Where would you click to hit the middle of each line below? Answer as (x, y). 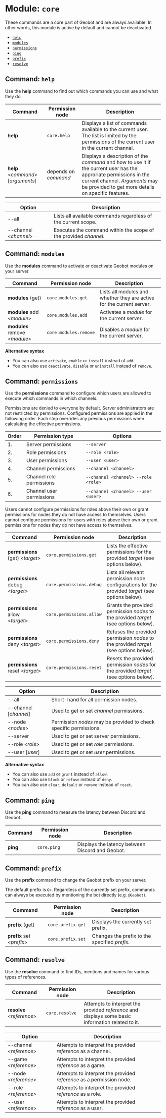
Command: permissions (41, 381)
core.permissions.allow (74, 615)
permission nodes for (131, 665)
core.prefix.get (67, 925)
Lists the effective (127, 546)
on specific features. (105, 193)
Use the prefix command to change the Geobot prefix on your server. (76, 880)
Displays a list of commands (114, 123)
